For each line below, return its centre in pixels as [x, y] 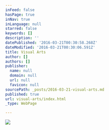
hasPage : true [20, 15]
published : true [22, 94]
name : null [21, 71]
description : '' [22, 38]
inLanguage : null [23, 24]
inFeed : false [20, 10]
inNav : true [18, 19]
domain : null [23, 76]
